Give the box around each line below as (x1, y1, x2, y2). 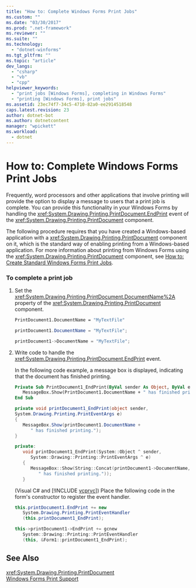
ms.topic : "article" (6, 58, 57, 63)
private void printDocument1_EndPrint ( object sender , (14, 406, 149, 412)
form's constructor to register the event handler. (14, 493, 130, 500)
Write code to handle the (14, 349, 74, 356)
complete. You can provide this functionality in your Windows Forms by (6, 204, 178, 211)
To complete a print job (6, 274, 73, 282)
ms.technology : (6, 42, 43, 48)
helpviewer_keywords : (6, 85, 59, 91)
